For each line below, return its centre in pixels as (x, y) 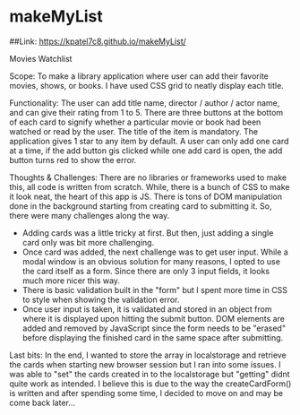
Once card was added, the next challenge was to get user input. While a (155, 252)
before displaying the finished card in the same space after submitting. (153, 337)
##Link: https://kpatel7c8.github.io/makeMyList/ (98, 41)
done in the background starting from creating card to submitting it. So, (141, 206)
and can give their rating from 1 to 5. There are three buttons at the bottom (146, 112)
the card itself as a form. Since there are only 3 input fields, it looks (146, 271)
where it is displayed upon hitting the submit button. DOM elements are (153, 318)
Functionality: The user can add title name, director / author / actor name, (145, 103)
